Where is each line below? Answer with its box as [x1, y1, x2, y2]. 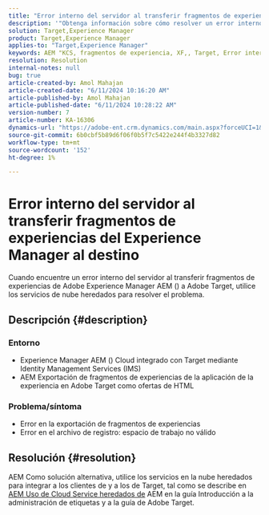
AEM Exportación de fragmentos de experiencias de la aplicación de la [19, 372, 254, 382]
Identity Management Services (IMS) [19, 363, 142, 373]
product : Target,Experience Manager [8, 34, 130, 43]
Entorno [8, 337, 40, 348]
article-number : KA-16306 [8, 116, 94, 124]
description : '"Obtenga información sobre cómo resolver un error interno [8, 19, 263, 27]
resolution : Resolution [8, 57, 88, 65]
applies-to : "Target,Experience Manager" [8, 42, 149, 50]
